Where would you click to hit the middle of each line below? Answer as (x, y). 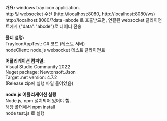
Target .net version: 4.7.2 (31, 77)
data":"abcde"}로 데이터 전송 (52, 26)
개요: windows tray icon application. (43, 7)
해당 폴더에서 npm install (30, 107)
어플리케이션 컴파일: (25, 61)
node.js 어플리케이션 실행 (31, 94)
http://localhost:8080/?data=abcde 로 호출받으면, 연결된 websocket (75, 20)
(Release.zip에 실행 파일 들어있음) (39, 83)
